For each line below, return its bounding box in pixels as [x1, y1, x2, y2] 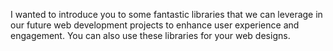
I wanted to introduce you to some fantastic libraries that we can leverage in [10, 9, 323, 20]
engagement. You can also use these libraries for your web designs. [10, 30, 291, 41]
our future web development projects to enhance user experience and [10, 19, 300, 31]
